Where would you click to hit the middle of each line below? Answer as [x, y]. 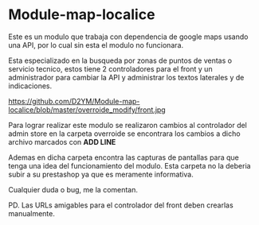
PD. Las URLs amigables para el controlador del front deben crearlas [121, 205]
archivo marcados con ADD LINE [62, 142]
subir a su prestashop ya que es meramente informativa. [101, 174]
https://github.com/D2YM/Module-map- [74, 101]
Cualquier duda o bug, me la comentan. [73, 189]
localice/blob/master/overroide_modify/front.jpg [87, 110]
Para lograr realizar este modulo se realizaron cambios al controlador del [128, 125]
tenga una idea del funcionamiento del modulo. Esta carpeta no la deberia [129, 165]
